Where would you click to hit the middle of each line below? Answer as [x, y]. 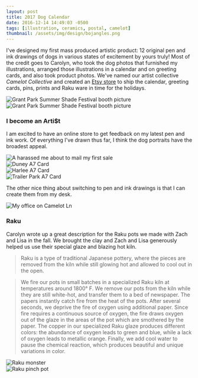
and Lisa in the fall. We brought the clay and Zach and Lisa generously [92, 240]
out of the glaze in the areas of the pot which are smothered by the [102, 320]
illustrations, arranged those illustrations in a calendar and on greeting [91, 69]
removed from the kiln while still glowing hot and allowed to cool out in [106, 264]
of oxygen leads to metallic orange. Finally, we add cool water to [99, 338]
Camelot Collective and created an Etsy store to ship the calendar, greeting [98, 82]
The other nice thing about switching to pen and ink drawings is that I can [95, 188]
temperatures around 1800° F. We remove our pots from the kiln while [106, 288]
